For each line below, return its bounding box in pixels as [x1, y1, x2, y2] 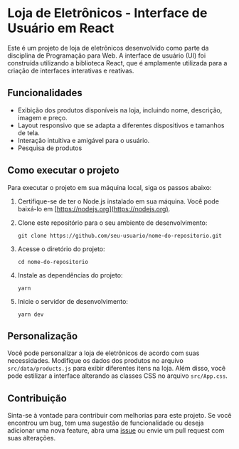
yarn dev [17, 311, 44, 318]
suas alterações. [7, 434, 56, 443]
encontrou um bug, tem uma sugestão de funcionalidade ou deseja [7, 418, 204, 428]
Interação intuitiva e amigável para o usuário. [17, 136, 150, 144]
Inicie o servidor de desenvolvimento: [17, 297, 128, 305]
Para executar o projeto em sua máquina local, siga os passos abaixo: [7, 183, 212, 191]
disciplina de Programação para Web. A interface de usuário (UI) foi [7, 51, 206, 60]
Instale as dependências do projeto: [17, 270, 123, 279]
